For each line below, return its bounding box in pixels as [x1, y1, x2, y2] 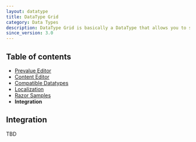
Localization [14, 86, 44, 93]
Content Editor [14, 73, 50, 80]
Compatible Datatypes [14, 79, 69, 86]
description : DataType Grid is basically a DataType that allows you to [6, 24, 187, 31]
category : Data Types [6, 19, 59, 25]
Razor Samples [14, 91, 51, 99]
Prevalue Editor [14, 67, 51, 74]
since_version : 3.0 [6, 30, 54, 36]
